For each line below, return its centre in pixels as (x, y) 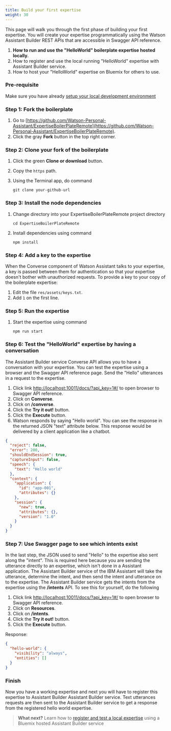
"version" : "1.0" (37, 517)
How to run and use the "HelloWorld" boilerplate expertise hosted (84, 50)
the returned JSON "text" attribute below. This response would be (82, 426)
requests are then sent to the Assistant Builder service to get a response (81, 702)
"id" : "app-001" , (37, 488)
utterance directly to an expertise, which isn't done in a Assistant (74, 566)
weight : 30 (17, 15)
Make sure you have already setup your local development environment (81, 96)
